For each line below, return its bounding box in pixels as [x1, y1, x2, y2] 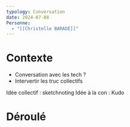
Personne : [6, 20, 31, 26]
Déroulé [6, 110, 47, 123]
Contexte [6, 52, 53, 65]
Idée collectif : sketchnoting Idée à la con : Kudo [6, 89, 125, 96]
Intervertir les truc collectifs [14, 77, 83, 84]
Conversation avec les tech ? [14, 71, 86, 78]
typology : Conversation [6, 8, 66, 15]
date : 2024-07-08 [6, 14, 49, 20]
